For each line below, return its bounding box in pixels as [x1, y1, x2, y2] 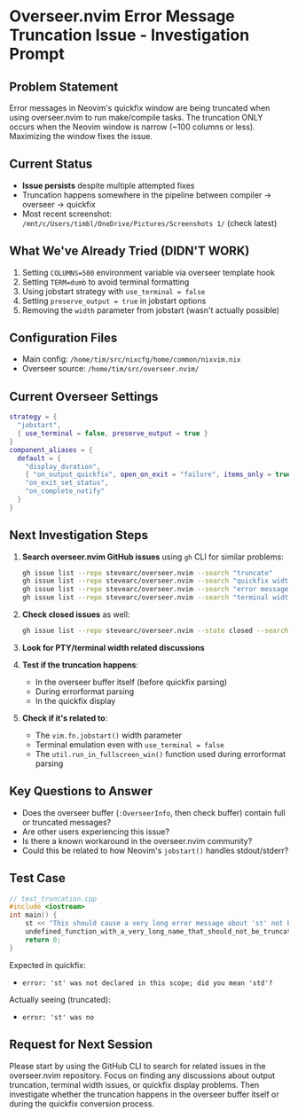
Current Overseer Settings [9, 388, 159, 404]
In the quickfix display [35, 695, 116, 706]
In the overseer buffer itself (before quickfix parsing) [35, 676, 228, 687]
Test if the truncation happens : [21, 659, 139, 670]
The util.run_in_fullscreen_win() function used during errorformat [35, 748, 286, 759]
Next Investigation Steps [9, 528, 149, 543]
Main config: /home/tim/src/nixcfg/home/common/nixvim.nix [21, 354, 241, 364]
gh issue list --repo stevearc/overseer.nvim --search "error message [21, 585, 289, 594]
